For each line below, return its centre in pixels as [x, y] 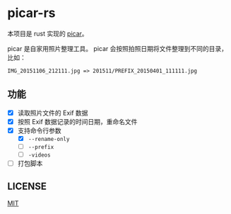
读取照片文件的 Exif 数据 [53, 113]
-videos [39, 155]
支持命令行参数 [39, 130]
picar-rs [31, 13]
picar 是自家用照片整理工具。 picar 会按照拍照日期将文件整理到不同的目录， [118, 48]
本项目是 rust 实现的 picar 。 [48, 33]
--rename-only [49, 139]
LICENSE [27, 186]
